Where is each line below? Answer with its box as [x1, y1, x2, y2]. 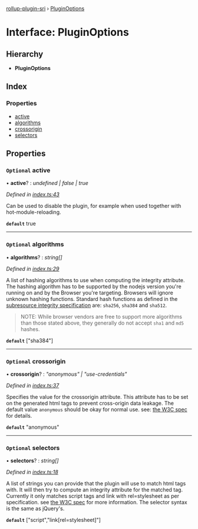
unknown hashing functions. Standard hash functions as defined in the [6, 295, 178, 302]
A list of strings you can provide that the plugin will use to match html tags [6, 480, 186, 487]
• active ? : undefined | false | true [6, 180, 88, 187]
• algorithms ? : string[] [6, 253, 63, 261]
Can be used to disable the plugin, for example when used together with [6, 203, 181, 210]
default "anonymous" [6, 424, 60, 431]
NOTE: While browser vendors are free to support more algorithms [20, 313, 183, 320]
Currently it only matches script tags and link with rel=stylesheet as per [6, 492, 180, 500]
